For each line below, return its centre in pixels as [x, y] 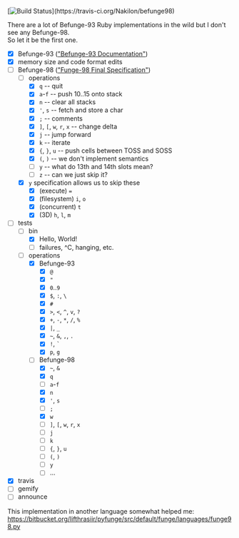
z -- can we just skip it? [73, 174]
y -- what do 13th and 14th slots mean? [96, 166]
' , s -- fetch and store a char [81, 110]
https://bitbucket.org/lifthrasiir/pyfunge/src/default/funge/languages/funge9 [119, 519]
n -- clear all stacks [67, 102]
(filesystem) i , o [62, 199]
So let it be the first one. [43, 40]
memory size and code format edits [70, 62]
